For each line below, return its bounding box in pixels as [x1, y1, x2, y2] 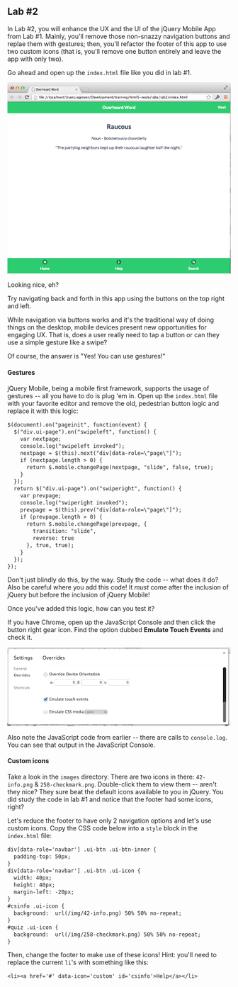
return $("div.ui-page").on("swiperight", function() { [13, 485, 182, 492]
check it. [7, 633, 33, 641]
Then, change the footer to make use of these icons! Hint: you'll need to [7, 950, 217, 959]
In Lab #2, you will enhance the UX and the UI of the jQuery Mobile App [7, 24, 216, 33]
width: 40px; [13, 874, 52, 881]
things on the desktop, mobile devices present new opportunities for [7, 323, 208, 332]
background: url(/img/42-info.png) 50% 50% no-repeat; [13, 910, 182, 917]
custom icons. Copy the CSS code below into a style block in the [7, 823, 198, 832]
